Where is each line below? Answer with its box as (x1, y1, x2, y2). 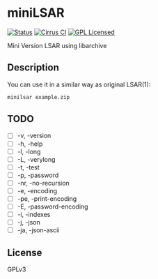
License (7, 246, 42, 259)
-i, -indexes (17, 211, 51, 219)
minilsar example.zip (7, 93, 70, 100)
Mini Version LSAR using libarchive (7, 41, 107, 50)
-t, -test (17, 163, 40, 172)
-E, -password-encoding (17, 202, 88, 211)
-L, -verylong (17, 155, 56, 163)
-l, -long (17, 147, 41, 156)
